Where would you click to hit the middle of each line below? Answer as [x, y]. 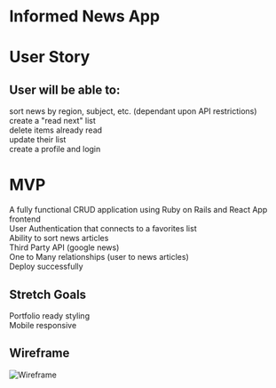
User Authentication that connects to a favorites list [103, 229]
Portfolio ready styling [50, 315]
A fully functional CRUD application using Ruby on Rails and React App [138, 210]
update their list [38, 140]
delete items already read [56, 130]
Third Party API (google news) [64, 247]
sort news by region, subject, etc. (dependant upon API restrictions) [133, 111]
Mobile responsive [43, 325]
